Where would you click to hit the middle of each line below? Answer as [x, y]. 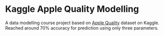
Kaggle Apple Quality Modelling [72, 9]
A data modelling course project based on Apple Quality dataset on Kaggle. [82, 23]
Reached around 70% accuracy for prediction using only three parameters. [82, 28]
